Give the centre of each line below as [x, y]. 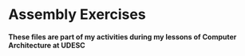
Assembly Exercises [77, 15]
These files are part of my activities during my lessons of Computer [122, 36]
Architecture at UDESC [47, 45]
